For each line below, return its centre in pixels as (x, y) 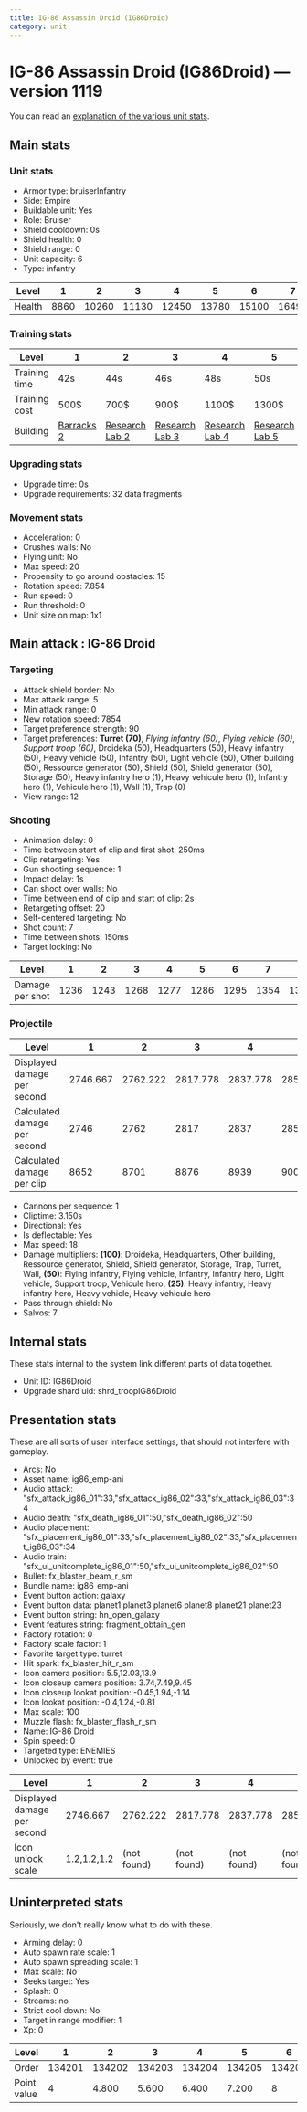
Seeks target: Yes (56, 1981)
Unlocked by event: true (68, 1760)
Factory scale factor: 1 (64, 1643)
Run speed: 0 (48, 596)
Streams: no (45, 2001)
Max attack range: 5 (60, 699)
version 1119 (56, 91)
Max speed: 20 (51, 566)
